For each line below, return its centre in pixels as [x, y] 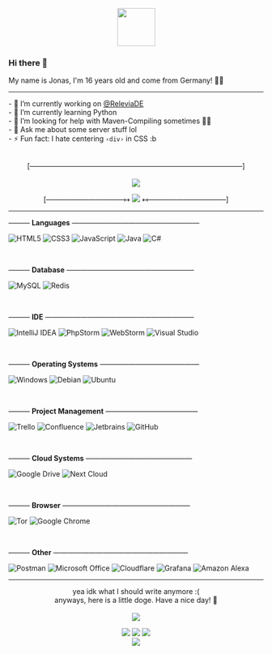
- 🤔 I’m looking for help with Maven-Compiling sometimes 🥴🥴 [110, 121]
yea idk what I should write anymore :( [136, 592]
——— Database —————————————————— [101, 270]
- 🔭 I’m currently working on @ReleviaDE [76, 104]
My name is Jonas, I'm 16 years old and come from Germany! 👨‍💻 [116, 80]
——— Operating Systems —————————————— [104, 364]
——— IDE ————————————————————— [101, 317]
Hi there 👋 [28, 62]
